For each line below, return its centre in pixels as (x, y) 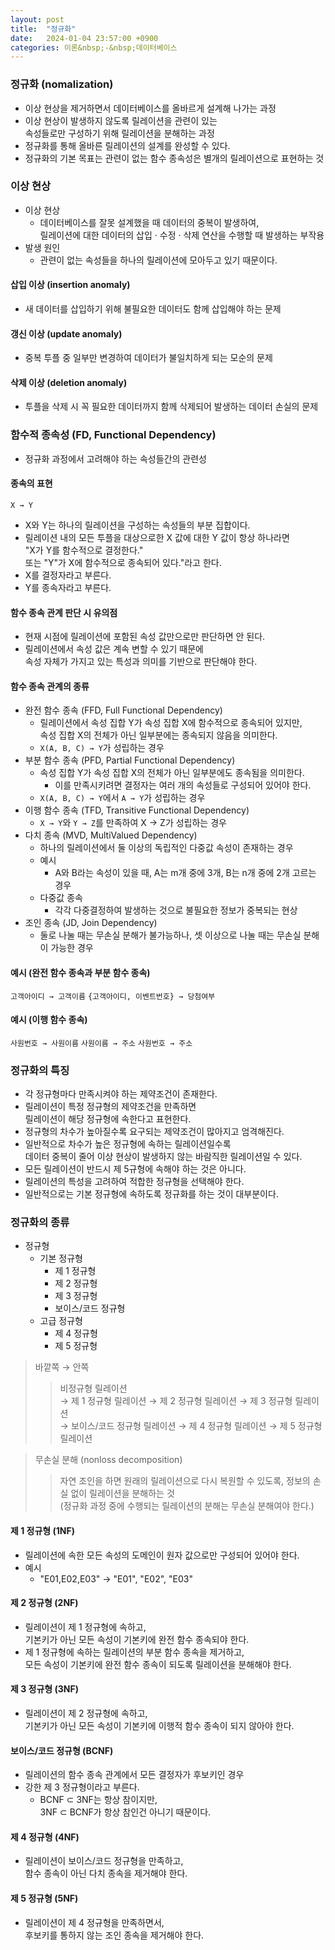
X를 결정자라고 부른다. (68, 575)
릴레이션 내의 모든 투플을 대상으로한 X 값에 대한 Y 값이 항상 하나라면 (157, 537)
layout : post (37, 19)
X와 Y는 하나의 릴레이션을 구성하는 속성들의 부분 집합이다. (137, 525)
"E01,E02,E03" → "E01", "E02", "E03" (116, 1578)
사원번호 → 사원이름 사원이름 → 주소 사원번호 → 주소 (101, 1043)
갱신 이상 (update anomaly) (66, 333)
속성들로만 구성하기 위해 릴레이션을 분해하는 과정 (119, 133)
